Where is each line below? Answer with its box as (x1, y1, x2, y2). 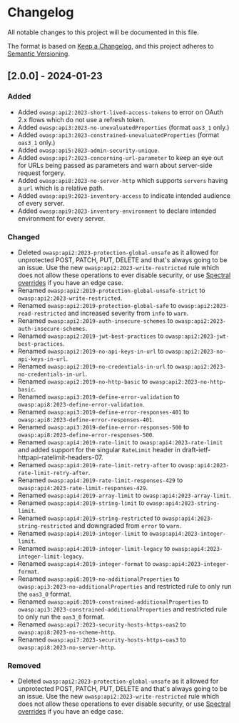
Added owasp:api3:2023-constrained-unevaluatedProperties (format (17, 130, 220, 139)
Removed (7, 660, 41, 670)
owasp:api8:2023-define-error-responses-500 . (17, 430, 155, 439)
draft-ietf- (181, 445, 211, 454)
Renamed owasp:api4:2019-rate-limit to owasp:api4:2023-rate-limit (17, 437, 223, 447)
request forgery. (17, 169, 66, 177)
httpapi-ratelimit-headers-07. (17, 453, 103, 462)
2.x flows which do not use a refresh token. (17, 115, 146, 124)
